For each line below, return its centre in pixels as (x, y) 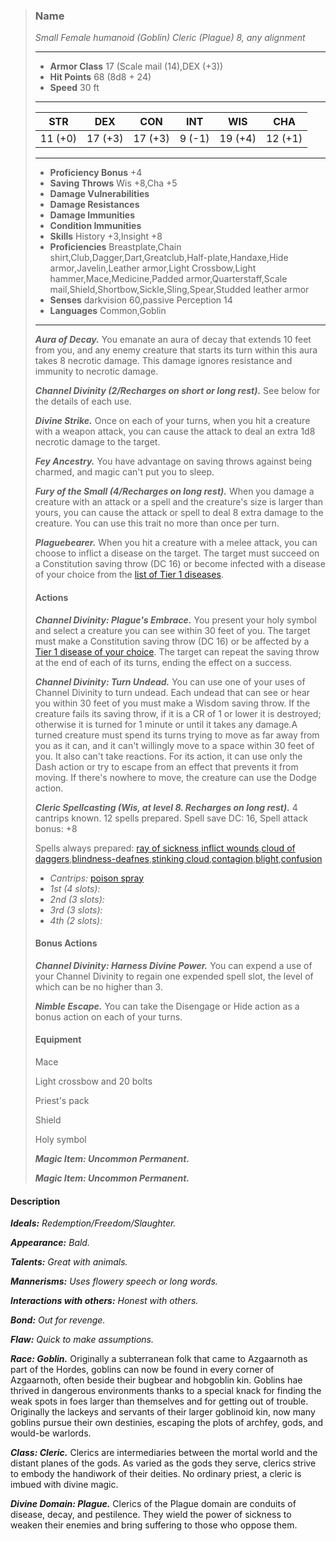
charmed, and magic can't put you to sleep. (124, 472)
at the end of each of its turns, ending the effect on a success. (163, 662)
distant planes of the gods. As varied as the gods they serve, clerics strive (163, 1463)
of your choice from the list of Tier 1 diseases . (129, 575)
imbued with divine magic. (64, 1485)
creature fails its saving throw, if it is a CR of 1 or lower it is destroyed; (178, 713)
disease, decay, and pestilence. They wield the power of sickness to (151, 1515)
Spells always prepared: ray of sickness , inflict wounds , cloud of (165, 848)
